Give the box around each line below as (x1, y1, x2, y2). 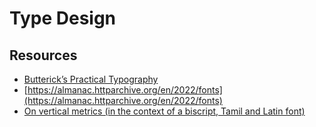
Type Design (9, 7, 117, 30)
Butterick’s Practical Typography (23, 73, 159, 85)
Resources (9, 47, 78, 64)
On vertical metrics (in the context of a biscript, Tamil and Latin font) (23, 105, 306, 117)
